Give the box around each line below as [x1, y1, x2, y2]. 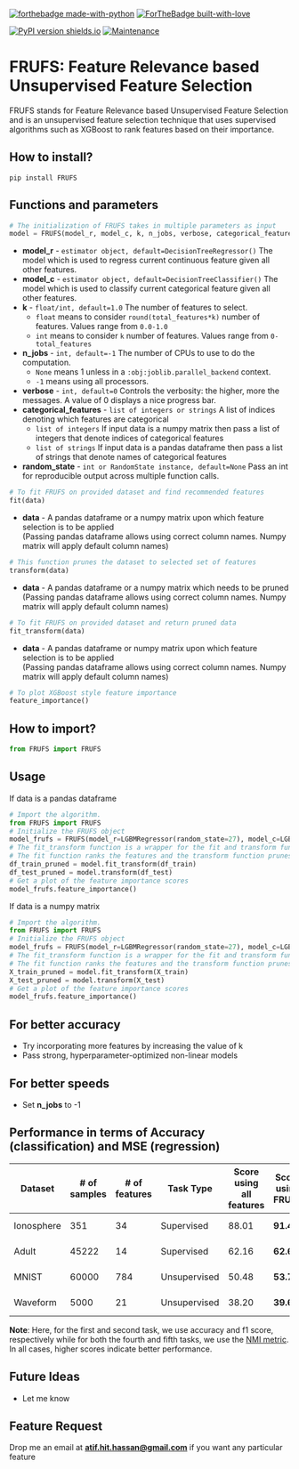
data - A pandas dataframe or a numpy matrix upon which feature [21, 513, 264, 523]
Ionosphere [13, 1219, 62, 1231]
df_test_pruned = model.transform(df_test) [9, 868, 174, 876]
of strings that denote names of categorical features [35, 452, 227, 463]
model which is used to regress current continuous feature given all [21, 254, 270, 266]
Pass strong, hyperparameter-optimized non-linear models [21, 1050, 238, 1061]
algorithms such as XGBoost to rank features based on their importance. [9, 124, 274, 134]
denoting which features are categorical [21, 414, 169, 424]
